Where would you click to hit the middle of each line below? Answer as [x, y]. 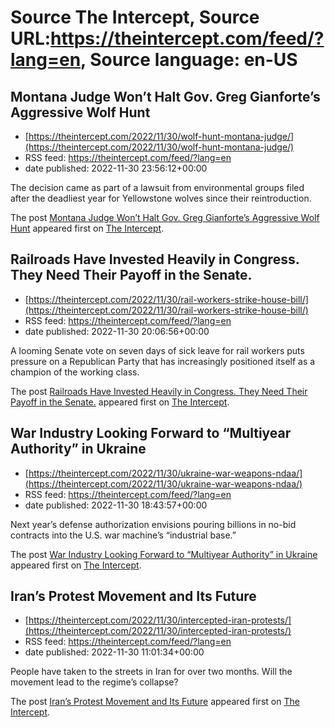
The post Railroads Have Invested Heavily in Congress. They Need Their [159, 391]
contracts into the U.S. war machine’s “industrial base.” [123, 535]
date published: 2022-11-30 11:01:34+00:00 [114, 652]
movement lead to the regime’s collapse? [94, 682]
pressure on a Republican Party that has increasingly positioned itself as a [163, 361]
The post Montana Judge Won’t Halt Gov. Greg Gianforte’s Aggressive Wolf [165, 217]
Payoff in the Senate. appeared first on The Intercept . [120, 402]
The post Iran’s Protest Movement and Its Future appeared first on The [155, 702]
